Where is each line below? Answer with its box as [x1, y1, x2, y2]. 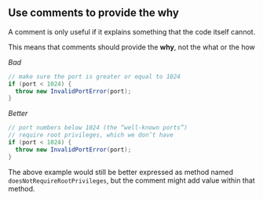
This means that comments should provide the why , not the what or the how [8, 42, 255, 52]
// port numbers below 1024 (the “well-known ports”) [8, 124, 188, 132]
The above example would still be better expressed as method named [8, 167, 234, 176]
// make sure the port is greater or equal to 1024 [8, 72, 181, 81]
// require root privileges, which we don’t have [8, 131, 174, 140]
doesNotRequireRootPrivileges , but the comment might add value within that [8, 176, 255, 185]
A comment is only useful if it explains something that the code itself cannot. [8, 27, 256, 36]
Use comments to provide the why [8, 6, 179, 20]
